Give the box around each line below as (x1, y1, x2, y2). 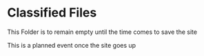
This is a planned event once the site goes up (7, 41, 136, 49)
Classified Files (7, 5, 97, 21)
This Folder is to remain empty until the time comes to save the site (7, 28, 198, 36)
